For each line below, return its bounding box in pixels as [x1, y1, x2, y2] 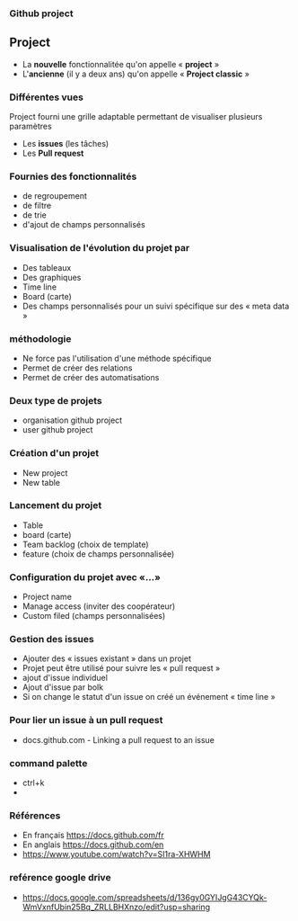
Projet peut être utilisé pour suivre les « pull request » [22, 663, 221, 674]
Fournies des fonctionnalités [9, 170, 137, 183]
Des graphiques [22, 272, 82, 282]
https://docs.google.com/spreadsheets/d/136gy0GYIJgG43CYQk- [22, 891, 267, 902]
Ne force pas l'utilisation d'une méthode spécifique [22, 353, 212, 363]
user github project [22, 425, 93, 435]
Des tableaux [22, 262, 72, 273]
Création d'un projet [9, 447, 100, 460]
